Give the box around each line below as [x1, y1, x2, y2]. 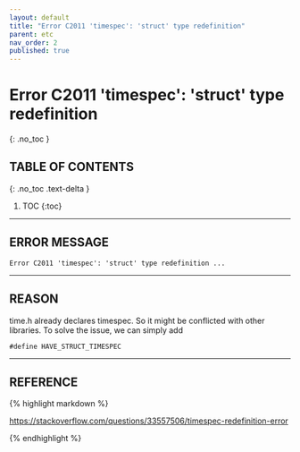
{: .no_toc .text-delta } [9, 183, 90, 193]
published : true [9, 47, 70, 55]
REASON [9, 292, 59, 307]
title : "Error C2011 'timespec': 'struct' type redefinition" [9, 21, 246, 30]
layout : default [9, 13, 70, 22]
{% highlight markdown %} [9, 398, 109, 409]
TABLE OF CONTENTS [9, 159, 134, 175]
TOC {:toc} [21, 200, 62, 211]
